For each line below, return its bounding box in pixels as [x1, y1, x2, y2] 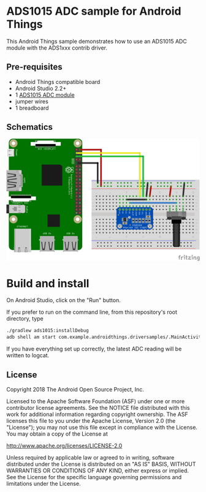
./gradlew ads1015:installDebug [6, 328, 89, 334]
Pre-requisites [6, 62, 63, 72]
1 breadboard [15, 104, 49, 112]
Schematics [6, 122, 53, 132]
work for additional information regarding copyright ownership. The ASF [6, 411, 188, 418]
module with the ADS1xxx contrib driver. [6, 44, 108, 51]
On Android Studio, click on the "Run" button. [6, 297, 121, 304]
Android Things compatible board [15, 78, 101, 85]
